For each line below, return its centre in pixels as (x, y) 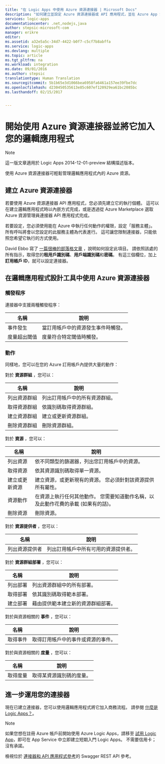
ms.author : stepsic (25, 74)
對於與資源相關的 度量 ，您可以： (39, 653)
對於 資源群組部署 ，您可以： (34, 562)
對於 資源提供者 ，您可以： (32, 526)
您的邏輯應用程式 (40, 139)
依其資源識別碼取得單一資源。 (69, 471)
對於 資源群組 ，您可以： (30, 375)
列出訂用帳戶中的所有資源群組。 (79, 398)
